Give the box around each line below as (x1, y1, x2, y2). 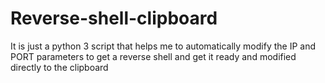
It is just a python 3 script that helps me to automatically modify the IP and (10, 40, 317, 52)
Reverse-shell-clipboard (10, 7, 218, 30)
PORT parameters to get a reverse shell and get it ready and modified (10, 50, 297, 62)
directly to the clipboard (10, 61, 109, 73)
